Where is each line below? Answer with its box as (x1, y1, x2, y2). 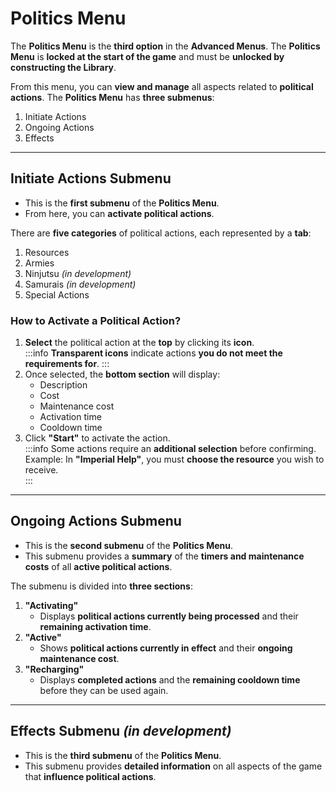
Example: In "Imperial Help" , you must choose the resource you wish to (24, 453, 325, 466)
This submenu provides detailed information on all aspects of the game (24, 760, 323, 772)
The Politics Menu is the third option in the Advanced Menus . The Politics (10, 40, 321, 52)
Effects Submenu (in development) (10, 723, 232, 740)
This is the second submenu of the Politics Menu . (24, 539, 234, 551)
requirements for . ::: (24, 358, 110, 370)
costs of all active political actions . (24, 560, 173, 572)
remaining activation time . (39, 620, 152, 632)
